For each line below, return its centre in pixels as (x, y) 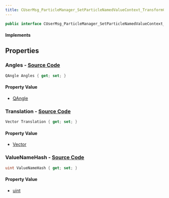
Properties (22, 51)
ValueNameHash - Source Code (45, 158)
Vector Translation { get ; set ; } (41, 122)
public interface (23, 24)
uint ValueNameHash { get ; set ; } (41, 168)
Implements (18, 35)
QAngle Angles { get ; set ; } (36, 76)
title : (12, 10)
